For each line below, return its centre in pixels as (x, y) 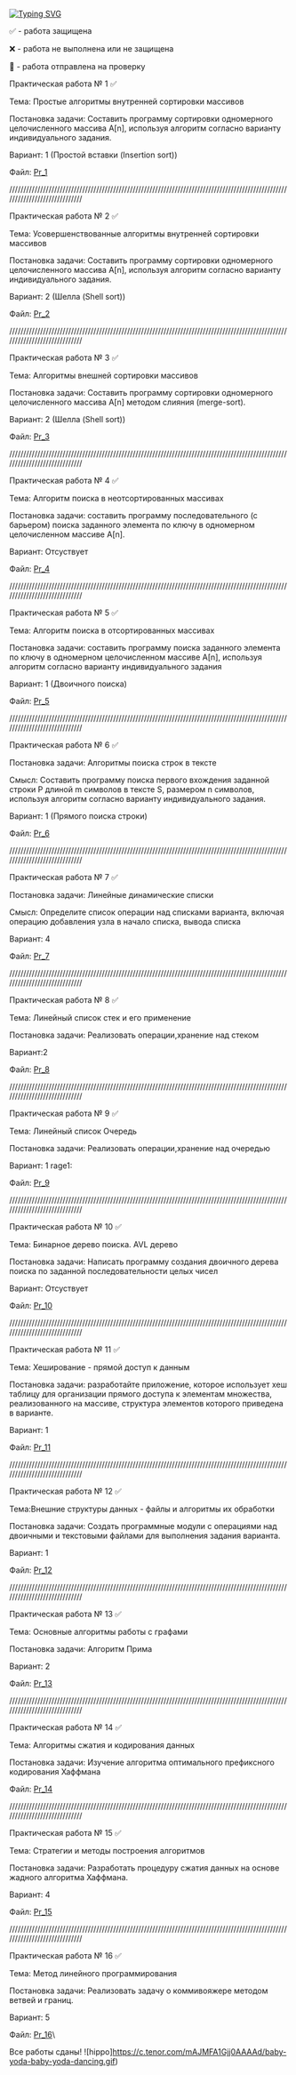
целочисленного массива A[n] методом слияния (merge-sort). (128, 402)
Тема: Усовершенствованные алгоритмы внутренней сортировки (134, 234)
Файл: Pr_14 (31, 1789)
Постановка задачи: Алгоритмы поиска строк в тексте (113, 763)
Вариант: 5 (30, 2017)
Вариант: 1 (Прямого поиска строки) (79, 816)
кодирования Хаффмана (55, 1772)
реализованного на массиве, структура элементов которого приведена (147, 1403)
